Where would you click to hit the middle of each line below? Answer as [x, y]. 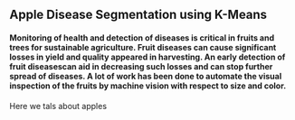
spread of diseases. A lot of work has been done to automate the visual [146, 76]
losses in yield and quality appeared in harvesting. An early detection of [147, 57]
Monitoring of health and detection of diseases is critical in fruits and [142, 37]
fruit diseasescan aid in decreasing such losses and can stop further [141, 66]
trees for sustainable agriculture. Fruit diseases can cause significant [143, 47]
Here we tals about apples [58, 106]
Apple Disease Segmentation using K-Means [138, 15]
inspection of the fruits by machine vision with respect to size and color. [148, 86]
